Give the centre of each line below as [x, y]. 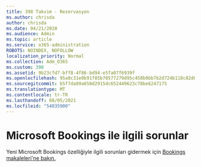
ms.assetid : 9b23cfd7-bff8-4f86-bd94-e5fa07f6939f [71, 73]
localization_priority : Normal [45, 56]
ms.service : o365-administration [48, 45]
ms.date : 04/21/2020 [32, 28]
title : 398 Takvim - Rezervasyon [48, 12]
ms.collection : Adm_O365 [37, 61]
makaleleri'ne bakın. [31, 158]
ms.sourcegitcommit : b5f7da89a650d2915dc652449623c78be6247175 [87, 84]
